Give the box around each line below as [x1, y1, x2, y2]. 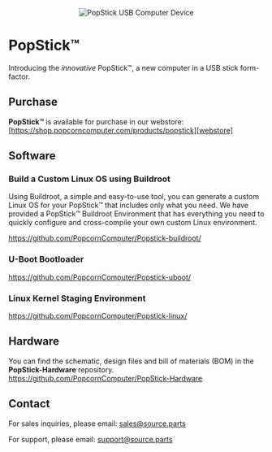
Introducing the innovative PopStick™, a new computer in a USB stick [8, 63, 239, 72]
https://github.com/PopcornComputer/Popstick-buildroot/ [8, 233, 201, 243]
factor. [8, 72, 31, 81]
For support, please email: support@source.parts [8, 434, 173, 444]
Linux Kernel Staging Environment [8, 293, 146, 304]
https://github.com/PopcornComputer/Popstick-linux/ [8, 311, 188, 321]
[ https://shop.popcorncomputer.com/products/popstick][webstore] [8, 125, 234, 135]
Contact [8, 397, 50, 411]
